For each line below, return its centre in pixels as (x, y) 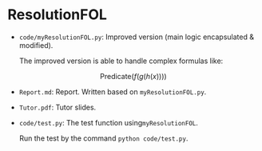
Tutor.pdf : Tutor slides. (58, 107)
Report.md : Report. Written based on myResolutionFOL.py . (113, 91)
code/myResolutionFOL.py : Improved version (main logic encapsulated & (137, 37)
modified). (36, 45)
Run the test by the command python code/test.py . (103, 138)
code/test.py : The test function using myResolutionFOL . (109, 122)
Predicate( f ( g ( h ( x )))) (133, 76)
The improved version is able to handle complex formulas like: (121, 61)
